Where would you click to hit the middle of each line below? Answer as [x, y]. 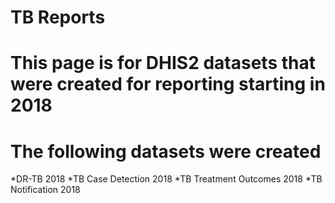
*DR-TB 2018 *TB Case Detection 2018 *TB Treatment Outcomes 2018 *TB [166, 179]
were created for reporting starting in [168, 84]
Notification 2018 [45, 190]
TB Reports [58, 17]
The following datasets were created [166, 151]
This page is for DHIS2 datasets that [163, 63]
